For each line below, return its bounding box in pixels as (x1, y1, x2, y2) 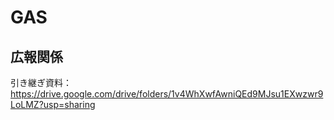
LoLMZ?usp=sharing (10, 99, 96, 110)
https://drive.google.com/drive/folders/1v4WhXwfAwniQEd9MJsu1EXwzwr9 (10, 88, 324, 100)
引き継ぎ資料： (10, 77, 72, 88)
